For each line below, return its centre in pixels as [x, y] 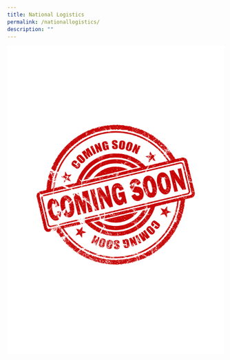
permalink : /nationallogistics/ [53, 22]
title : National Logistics [46, 15]
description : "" [30, 29]
